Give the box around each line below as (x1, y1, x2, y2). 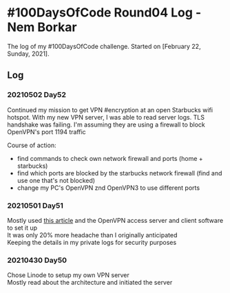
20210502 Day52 (7, 90, 67, 100)
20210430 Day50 (7, 255, 67, 265)
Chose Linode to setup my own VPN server (7, 271, 129, 279)
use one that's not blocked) (17, 176, 95, 184)
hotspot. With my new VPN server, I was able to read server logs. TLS (7, 113, 205, 121)
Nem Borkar (7, 19, 77, 35)
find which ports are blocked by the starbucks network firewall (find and (17, 169, 222, 177)
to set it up (7, 224, 38, 232)
